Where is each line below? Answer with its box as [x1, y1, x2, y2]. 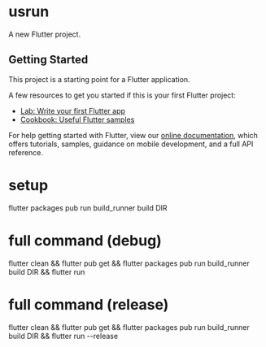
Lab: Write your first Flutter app [20, 106, 126, 115]
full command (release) [8, 295, 169, 314]
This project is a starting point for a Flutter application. [8, 74, 190, 84]
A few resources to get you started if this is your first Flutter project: [8, 90, 236, 100]
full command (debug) [8, 231, 163, 249]
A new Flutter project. [8, 29, 81, 39]
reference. [8, 147, 43, 157]
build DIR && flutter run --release [8, 331, 119, 340]
